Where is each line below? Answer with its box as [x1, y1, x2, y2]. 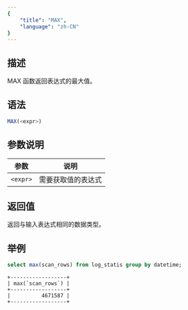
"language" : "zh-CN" [19, 23, 79, 30]
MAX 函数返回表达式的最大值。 [7, 77, 96, 85]
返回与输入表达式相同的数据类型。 [7, 220, 105, 229]
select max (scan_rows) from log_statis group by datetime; [7, 261, 182, 268]
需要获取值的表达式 [39, 174, 102, 184]
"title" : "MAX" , [19, 17, 68, 24]
